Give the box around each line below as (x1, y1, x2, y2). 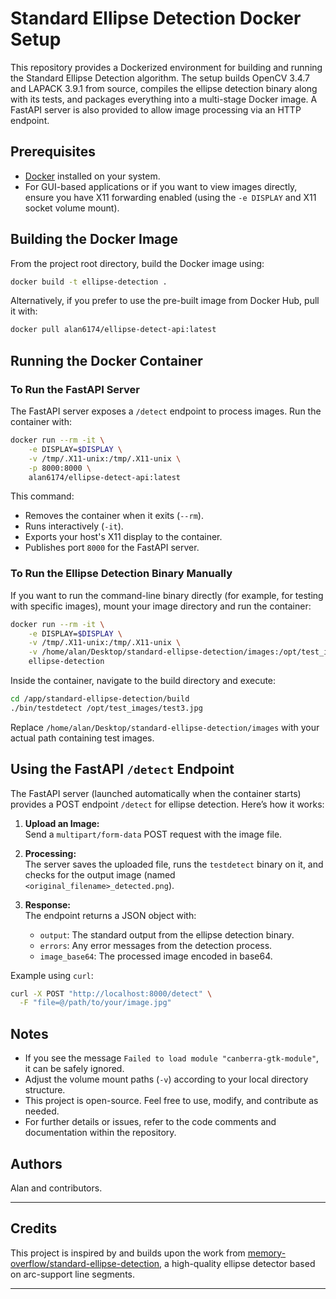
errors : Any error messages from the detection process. (39, 939, 273, 951)
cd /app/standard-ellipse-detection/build (10, 694, 190, 704)
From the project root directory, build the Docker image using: (10, 257, 265, 269)
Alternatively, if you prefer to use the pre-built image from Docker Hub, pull (10, 295, 320, 307)
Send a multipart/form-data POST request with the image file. (24, 828, 283, 840)
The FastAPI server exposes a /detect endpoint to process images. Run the (10, 405, 322, 417)
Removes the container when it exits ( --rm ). (24, 510, 204, 522)
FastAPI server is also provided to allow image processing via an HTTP (10, 103, 302, 116)
